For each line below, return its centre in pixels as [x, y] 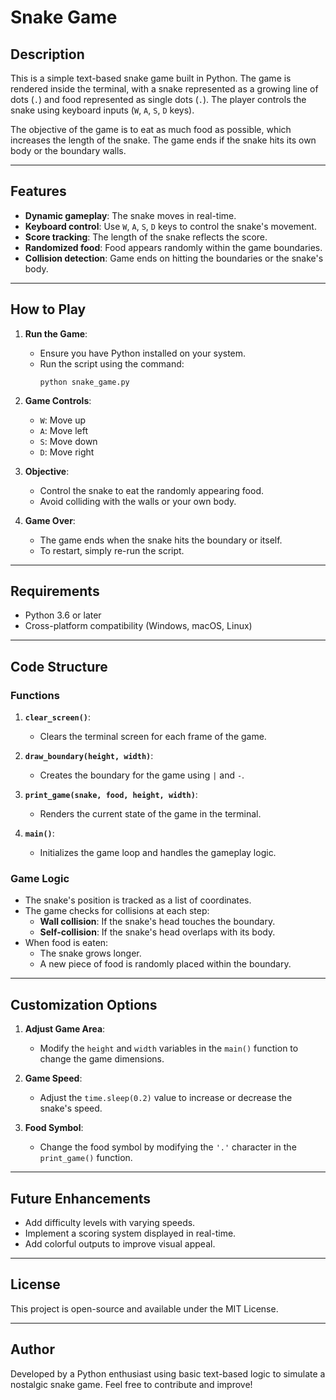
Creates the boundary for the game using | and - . [142, 775]
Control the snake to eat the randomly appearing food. [152, 490]
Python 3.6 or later [63, 615]
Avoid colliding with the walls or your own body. [138, 501]
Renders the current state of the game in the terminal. [150, 814]
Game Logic [40, 879]
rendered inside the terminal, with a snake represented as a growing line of [164, 89]
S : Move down [68, 441]
